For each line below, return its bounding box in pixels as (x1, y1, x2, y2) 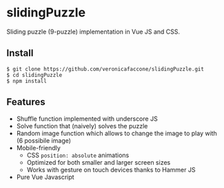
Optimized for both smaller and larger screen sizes (26, 158, 171, 166)
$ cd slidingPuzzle (6, 71, 63, 78)
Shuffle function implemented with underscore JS (16, 115, 158, 123)
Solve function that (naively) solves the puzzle (16, 121, 148, 130)
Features (6, 96, 45, 108)
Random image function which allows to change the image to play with (16, 129, 218, 137)
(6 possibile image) (16, 136, 72, 145)
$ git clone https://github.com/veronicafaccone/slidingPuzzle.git (6, 65, 205, 73)
